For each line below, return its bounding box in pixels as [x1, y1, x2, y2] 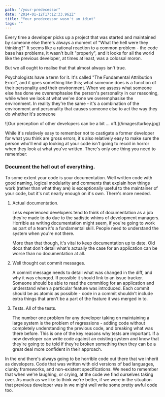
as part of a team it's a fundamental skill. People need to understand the [12, 225, 159, 231]
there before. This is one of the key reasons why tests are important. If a [12, 331, 159, 336]
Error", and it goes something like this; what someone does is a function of [5, 80, 157, 86]
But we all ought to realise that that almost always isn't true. [5, 65, 127, 71]
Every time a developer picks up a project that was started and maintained [5, 34, 156, 40]
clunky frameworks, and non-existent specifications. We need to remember [5, 366, 159, 372]
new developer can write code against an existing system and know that [12, 335, 159, 341]
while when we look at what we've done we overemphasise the [5, 96, 133, 101]
